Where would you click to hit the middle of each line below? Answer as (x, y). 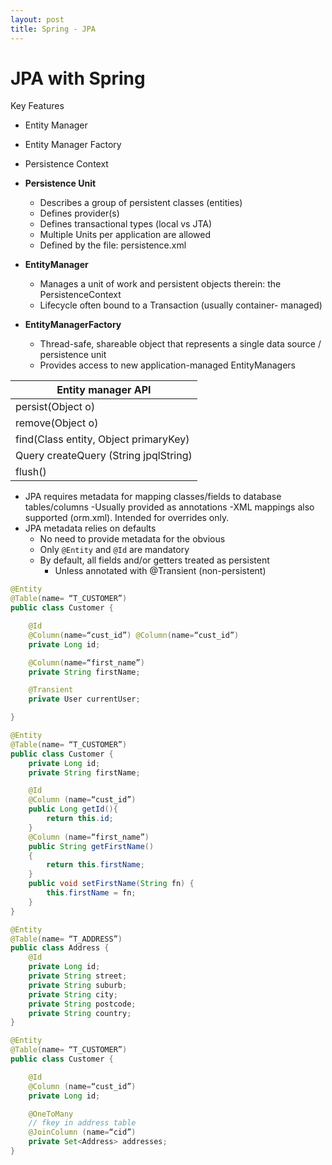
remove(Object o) (57, 423)
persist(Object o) (55, 407)
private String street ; (78, 976)
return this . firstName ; (95, 865)
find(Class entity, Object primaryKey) (102, 439)
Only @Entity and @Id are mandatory (114, 550)
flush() (31, 472)
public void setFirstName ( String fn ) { (111, 884)
